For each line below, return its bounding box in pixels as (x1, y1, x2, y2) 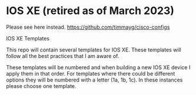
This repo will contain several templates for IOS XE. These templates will (6, 46, 181, 53)
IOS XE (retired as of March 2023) (6, 4, 175, 18)
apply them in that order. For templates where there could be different (6, 70, 175, 77)
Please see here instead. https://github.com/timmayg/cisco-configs (6, 23, 170, 30)
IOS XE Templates (6, 35, 50, 42)
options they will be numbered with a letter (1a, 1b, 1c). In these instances (6, 76, 183, 83)
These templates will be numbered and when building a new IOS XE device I (6, 63, 191, 71)
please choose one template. (6, 82, 77, 89)
